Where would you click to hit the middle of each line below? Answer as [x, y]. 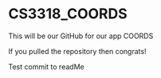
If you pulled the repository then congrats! [77, 51]
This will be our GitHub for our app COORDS [81, 36]
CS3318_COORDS [68, 14]
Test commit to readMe [47, 66]
